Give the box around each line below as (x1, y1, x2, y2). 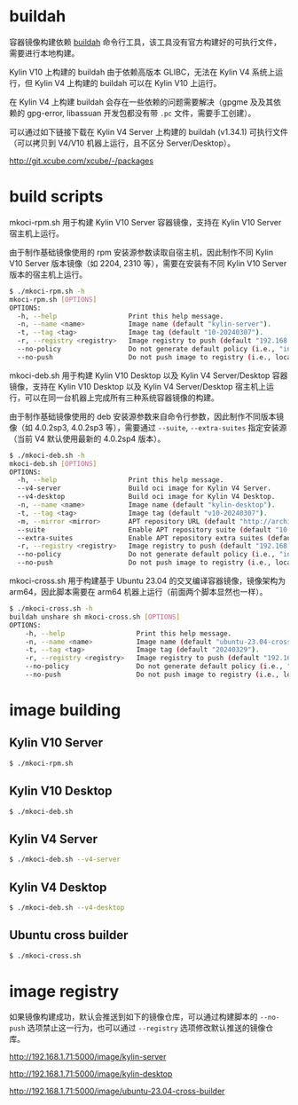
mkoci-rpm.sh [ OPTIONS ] (9, 295, 98, 304)
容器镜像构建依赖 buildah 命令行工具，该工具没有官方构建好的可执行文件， (9, 36, 282, 47)
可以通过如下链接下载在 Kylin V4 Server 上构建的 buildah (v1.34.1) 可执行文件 (9, 126, 288, 137)
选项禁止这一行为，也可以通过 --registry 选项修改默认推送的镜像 (27, 1022, 266, 1033)
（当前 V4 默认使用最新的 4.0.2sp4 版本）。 (9, 433, 166, 444)
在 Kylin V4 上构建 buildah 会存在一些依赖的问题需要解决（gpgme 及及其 (9, 96, 274, 107)
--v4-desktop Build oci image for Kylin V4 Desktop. (17, 493, 276, 501)
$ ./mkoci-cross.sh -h (9, 604, 93, 613)
